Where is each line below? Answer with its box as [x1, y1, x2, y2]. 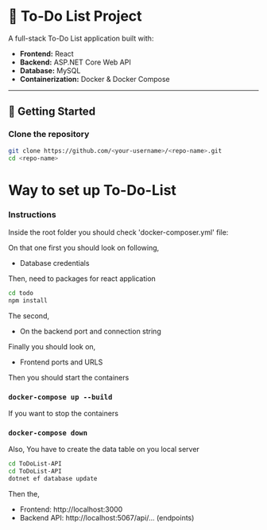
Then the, [8, 489, 40, 498]
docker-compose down [8, 428, 88, 437]
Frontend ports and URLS [19, 357, 103, 367]
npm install [8, 296, 48, 305]
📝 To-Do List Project [8, 7, 142, 25]
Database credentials [19, 258, 90, 267]
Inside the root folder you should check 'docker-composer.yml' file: [8, 227, 229, 237]
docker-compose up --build [8, 392, 113, 401]
